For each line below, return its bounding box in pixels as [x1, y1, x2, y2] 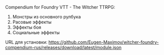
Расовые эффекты [12, 19, 52, 25]
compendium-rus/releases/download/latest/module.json [5, 45, 122, 50]
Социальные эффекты [12, 30, 60, 35]
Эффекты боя [12, 24, 42, 30]
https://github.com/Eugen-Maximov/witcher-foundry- [48, 39, 159, 45]
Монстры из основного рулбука [12, 14, 81, 19]
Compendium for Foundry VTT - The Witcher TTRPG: [5, 4, 115, 10]
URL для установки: [5, 39, 48, 45]
